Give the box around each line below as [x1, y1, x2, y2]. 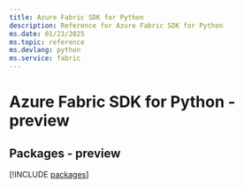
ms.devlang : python [9, 46, 81, 55]
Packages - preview [9, 146, 121, 161]
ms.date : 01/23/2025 [9, 29, 86, 38]
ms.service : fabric [9, 54, 81, 63]
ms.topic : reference [9, 37, 86, 47]
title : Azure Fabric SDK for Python [9, 12, 144, 22]
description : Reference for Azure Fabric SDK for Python [9, 21, 224, 30]
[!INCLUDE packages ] [9, 169, 89, 179]
